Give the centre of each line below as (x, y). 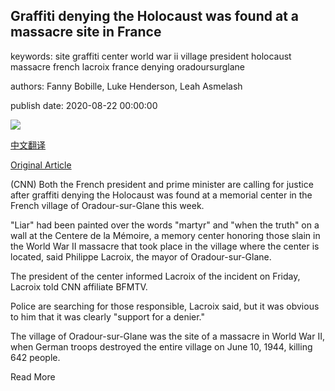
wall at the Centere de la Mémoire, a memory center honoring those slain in (165, 235)
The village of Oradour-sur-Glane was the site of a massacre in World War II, (167, 336)
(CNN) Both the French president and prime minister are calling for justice (162, 184)
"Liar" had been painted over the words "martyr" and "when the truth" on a (165, 225)
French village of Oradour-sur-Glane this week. (107, 205)
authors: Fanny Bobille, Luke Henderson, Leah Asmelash (126, 86)
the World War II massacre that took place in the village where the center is (165, 246)
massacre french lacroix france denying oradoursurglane (127, 66)
